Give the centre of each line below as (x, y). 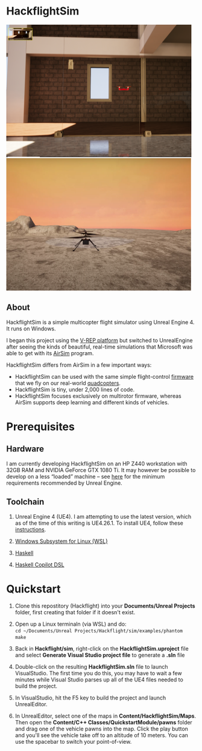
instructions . (30, 529)
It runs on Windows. (31, 329)
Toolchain (25, 502)
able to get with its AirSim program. (50, 353)
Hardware (25, 449)
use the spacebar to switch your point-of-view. (73, 741)
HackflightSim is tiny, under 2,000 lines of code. (75, 389)
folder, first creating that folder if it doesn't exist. (75, 612)
